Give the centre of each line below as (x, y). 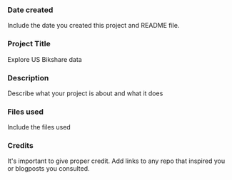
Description (28, 78)
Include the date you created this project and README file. (94, 26)
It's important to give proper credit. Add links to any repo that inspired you (116, 161)
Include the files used (39, 127)
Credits (20, 146)
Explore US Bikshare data (45, 59)
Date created (30, 10)
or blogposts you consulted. (49, 169)
